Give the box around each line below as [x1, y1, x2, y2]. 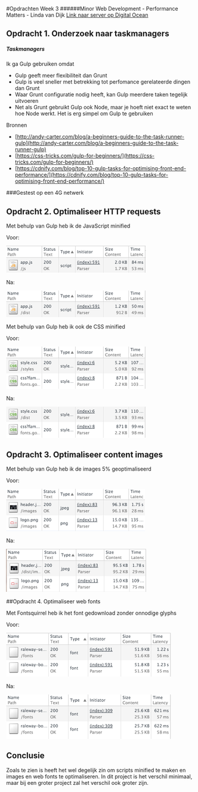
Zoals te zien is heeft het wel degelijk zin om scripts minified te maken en [6, 766, 186, 773]
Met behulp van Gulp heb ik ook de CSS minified [6, 323, 125, 330]
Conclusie [6, 751, 45, 761]
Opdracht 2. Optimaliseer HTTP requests [6, 206, 161, 217]
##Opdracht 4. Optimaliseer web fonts [6, 597, 101, 605]
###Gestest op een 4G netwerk [6, 189, 84, 197]
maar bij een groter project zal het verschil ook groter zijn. [6, 779, 149, 786]
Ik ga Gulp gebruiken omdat [6, 60, 75, 67]
